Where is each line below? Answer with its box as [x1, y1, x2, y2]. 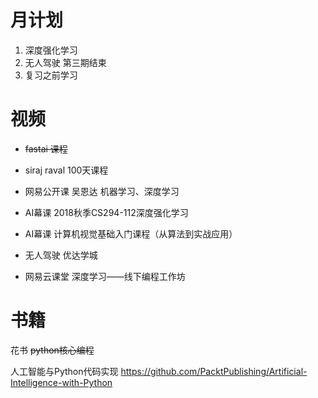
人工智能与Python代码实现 [10, 365, 119, 377]
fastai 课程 [24, 142, 68, 155]
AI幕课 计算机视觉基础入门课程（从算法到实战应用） [24, 227, 238, 240]
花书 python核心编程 [10, 344, 95, 356]
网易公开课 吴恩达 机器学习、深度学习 [24, 185, 180, 197]
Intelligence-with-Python [10, 376, 113, 388]
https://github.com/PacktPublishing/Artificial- [120, 365, 308, 377]
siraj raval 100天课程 [24, 164, 109, 176]
